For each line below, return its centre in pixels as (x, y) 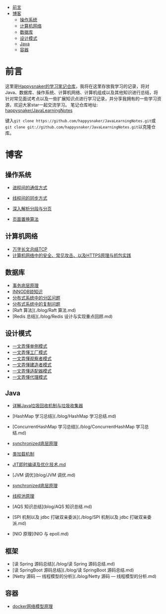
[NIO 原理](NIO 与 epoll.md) (40, 534)
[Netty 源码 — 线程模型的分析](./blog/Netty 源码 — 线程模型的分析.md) (84, 576)
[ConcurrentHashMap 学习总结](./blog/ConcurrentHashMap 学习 (78, 427)
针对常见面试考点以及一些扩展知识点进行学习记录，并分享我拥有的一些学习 (81, 99)
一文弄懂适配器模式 (32, 371)
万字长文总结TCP (30, 249)
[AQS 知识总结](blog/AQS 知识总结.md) (52, 506)
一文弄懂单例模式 (30, 346)
